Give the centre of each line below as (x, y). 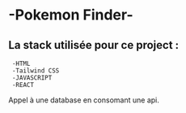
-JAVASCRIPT (32, 78)
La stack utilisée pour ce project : (94, 45)
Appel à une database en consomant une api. (84, 100)
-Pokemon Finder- (71, 15)
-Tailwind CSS (36, 71)
